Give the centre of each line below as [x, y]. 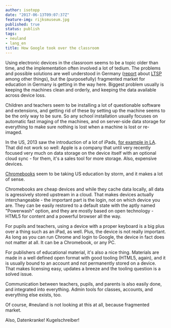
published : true [22, 24]
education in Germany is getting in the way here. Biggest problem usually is [85, 84]
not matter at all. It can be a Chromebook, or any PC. [60, 242]
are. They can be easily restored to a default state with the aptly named [80, 205]
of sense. [15, 179]
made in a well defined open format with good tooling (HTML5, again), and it [86, 257]
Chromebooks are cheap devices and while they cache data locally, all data [85, 189]
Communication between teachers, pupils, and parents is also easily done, [83, 284]
